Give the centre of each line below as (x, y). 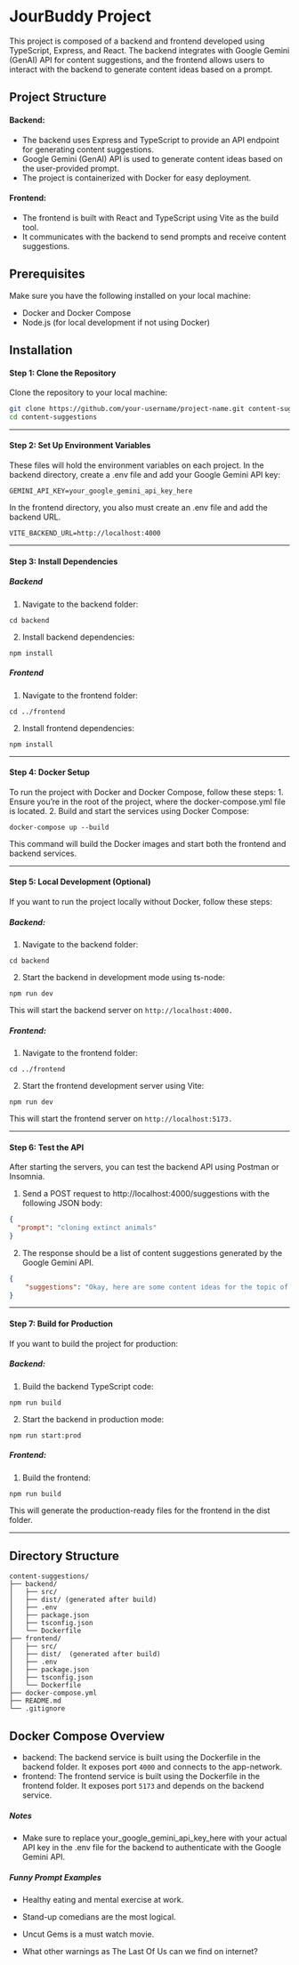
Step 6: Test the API (47, 1147)
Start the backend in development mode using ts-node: (123, 977)
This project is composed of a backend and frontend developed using (137, 41)
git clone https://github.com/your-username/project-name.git (127, 409)
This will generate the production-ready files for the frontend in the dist (140, 1510)
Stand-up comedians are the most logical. (99, 1917)
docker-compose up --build (59, 827)
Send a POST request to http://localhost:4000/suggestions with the (145, 1194)
